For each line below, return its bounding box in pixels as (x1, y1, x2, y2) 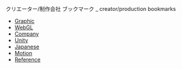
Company (14, 30, 39, 38)
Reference (14, 56, 41, 63)
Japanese (14, 43, 40, 50)
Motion (14, 50, 33, 56)
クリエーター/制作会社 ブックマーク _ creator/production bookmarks (5, 5, 177, 12)
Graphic (14, 18, 35, 24)
